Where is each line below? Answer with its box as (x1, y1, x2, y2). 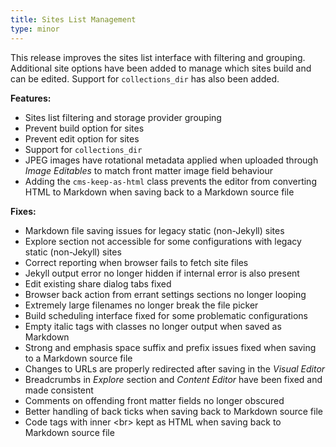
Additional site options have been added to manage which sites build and (10, 62, 312, 74)
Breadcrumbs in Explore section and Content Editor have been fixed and (24, 373, 323, 385)
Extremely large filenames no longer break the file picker (24, 299, 259, 311)
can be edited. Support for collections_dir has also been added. (10, 72, 280, 85)
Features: (10, 92, 52, 104)
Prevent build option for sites (24, 122, 145, 134)
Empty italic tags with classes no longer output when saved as (24, 320, 282, 332)
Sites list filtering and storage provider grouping (24, 111, 222, 123)
